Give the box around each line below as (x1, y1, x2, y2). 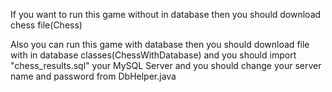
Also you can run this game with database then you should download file (10, 39, 310, 50)
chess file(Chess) (10, 19, 83, 31)
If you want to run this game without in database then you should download (10, 9, 322, 20)
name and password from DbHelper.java (10, 70, 177, 82)
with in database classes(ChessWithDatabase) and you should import (10, 49, 297, 61)
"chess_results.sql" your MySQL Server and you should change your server (10, 60, 322, 71)
